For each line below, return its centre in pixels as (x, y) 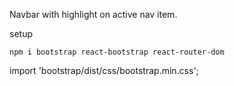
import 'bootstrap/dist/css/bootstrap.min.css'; (104, 70)
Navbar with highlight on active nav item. (93, 14)
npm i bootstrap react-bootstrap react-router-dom (117, 52)
